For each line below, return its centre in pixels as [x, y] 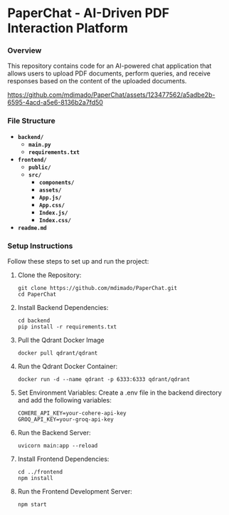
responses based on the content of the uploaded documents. [97, 81]
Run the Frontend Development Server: [75, 491]
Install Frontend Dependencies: [63, 459]
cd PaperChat [37, 295]
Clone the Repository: [49, 275]
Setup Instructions [40, 246]
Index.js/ [53, 213]
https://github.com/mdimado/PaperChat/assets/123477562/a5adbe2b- [111, 95]
